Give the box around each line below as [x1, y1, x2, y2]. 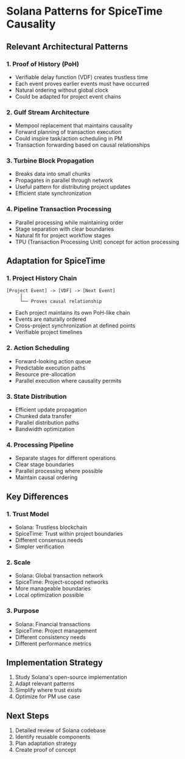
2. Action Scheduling [6, 344, 70, 352]
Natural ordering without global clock [15, 86, 108, 94]
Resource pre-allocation [15, 370, 76, 378]
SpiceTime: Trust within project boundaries [15, 530, 124, 537]
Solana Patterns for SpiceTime [6, 4, 163, 18]
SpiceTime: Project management [15, 627, 97, 634]
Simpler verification [15, 543, 65, 550]
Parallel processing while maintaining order [15, 219, 124, 226]
